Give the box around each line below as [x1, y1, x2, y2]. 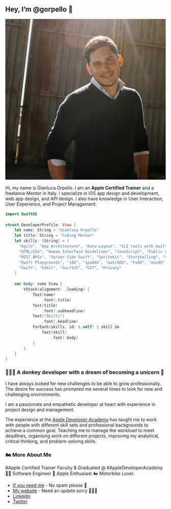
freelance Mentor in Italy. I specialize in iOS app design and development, [5, 190, 159, 196]
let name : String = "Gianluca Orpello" [14, 227, 99, 233]
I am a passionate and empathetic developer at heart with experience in [5, 401, 156, 407]
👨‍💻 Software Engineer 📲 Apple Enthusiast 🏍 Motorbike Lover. [5, 470, 135, 476]
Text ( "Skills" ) [32, 314, 65, 319]
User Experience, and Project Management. [5, 201, 97, 207]
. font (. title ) [41, 297, 72, 302]
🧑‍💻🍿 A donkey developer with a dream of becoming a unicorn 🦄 [5, 369, 164, 376]
